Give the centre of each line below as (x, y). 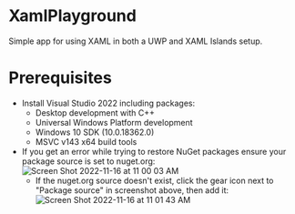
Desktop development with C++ (95, 112)
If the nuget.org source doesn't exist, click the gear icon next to (154, 180)
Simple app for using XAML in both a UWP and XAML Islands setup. (136, 41)
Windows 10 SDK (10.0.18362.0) (95, 132)
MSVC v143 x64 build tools (86, 141)
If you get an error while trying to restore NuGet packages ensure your (154, 151)
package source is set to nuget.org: (88, 161)
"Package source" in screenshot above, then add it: (132, 190)
